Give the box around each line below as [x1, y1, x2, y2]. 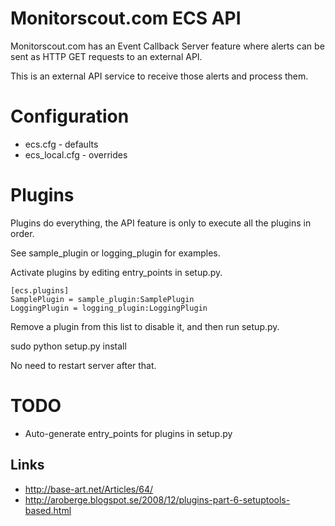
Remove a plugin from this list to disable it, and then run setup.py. [10, 320, 280, 332]
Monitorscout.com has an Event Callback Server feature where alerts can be [10, 40, 325, 52]
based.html [24, 504, 72, 516]
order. [10, 227, 35, 239]
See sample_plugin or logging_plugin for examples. [10, 247, 221, 259]
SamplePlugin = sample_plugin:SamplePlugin [10, 294, 195, 304]
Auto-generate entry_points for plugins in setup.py [24, 427, 233, 439]
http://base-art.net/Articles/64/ [24, 483, 154, 495]
